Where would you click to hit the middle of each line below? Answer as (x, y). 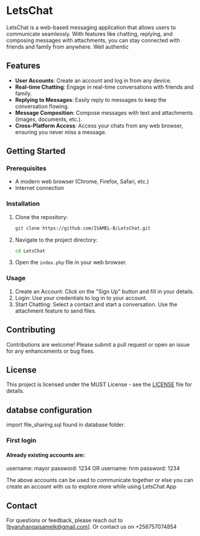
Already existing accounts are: (46, 455)
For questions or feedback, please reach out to (65, 520)
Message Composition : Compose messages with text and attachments (104, 112)
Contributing (31, 330)
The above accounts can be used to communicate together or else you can (100, 480)
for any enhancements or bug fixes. (51, 351)
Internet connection (40, 188)
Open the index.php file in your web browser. (71, 262)
